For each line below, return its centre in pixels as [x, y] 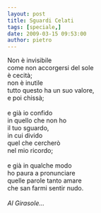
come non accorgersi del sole [50, 68]
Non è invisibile [30, 60]
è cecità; [20, 76]
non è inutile [25, 83]
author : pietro [30, 40]
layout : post [26, 14]
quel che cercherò [34, 143]
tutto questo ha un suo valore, [51, 91]
